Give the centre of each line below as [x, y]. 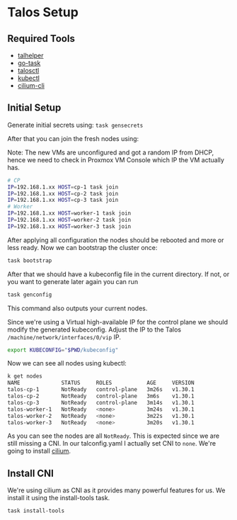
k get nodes [25, 376]
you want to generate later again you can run [73, 281]
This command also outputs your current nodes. [77, 308]
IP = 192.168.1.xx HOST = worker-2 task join [69, 220]
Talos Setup [43, 12]
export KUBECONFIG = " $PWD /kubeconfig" [63, 350]
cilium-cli [31, 85]
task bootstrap [30, 260]
